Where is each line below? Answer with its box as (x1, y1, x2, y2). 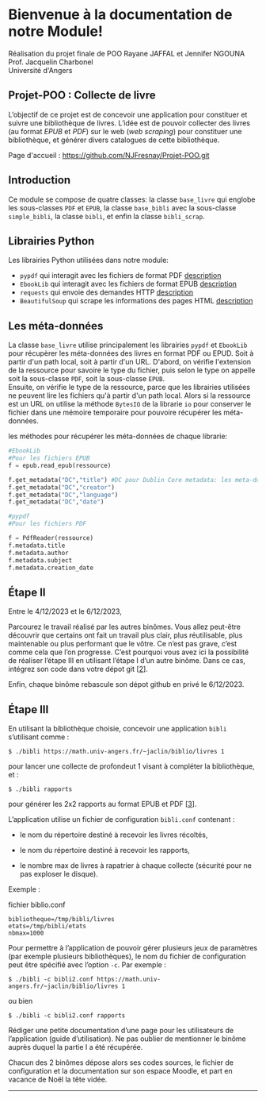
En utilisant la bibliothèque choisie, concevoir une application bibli (8, 724, 227, 734)
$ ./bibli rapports (8, 785, 73, 793)
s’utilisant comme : (8, 732, 70, 742)
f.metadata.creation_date (8, 564, 93, 572)
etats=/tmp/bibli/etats (8, 923, 87, 931)
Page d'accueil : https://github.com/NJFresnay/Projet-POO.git (8, 150, 210, 160)
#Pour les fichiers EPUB (8, 454, 90, 462)
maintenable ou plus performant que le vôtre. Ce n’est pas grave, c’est (8, 639, 237, 649)
